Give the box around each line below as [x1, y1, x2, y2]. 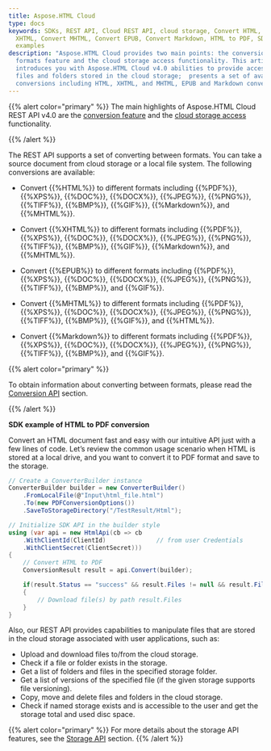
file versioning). [19, 684, 73, 694]
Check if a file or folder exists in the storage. [19, 658, 168, 668]
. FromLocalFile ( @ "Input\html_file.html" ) [23, 492, 164, 500]
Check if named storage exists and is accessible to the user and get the [19, 701, 259, 711]
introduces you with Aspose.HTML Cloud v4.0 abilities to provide [15, 65, 244, 73]
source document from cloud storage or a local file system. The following [8, 158, 252, 168]
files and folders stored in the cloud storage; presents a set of [15, 72, 251, 80]
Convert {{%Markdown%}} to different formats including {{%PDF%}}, [19, 331, 252, 341]
